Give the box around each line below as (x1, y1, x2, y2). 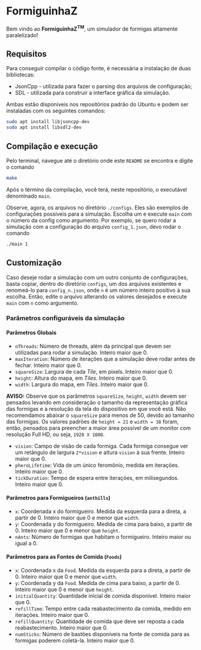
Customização (6, 258, 62, 268)
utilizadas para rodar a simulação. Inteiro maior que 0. (14, 348, 148, 356)
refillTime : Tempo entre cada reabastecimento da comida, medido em (14, 605, 191, 612)
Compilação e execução (6, 141, 98, 151)
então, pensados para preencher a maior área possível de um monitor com (6, 424, 191, 431)
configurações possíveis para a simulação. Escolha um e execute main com (6, 210, 192, 217)
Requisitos (6, 49, 47, 59)
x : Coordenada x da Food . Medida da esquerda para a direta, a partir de (14, 566, 191, 574)
